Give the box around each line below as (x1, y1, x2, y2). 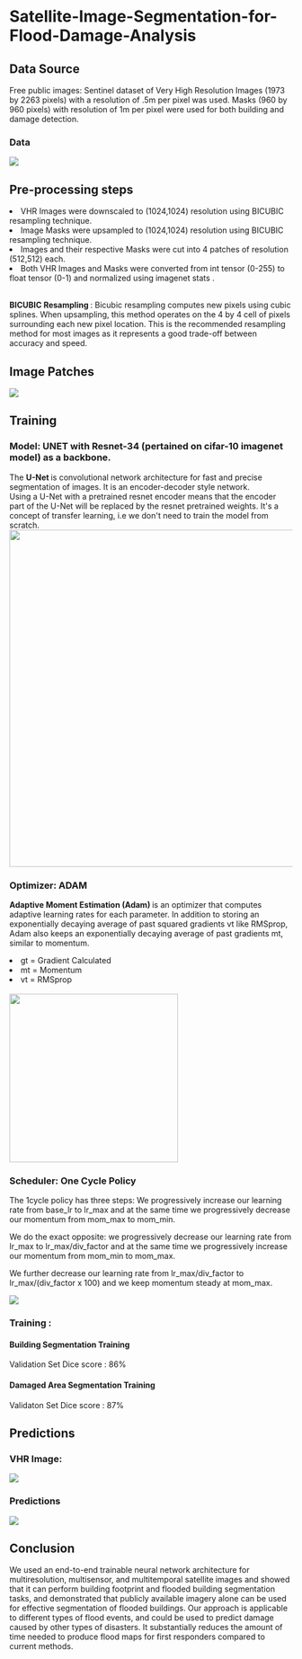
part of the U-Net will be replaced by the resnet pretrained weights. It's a (9, 501, 279, 511)
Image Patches (9, 364, 94, 379)
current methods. (9, 1641, 74, 1652)
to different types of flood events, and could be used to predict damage (9, 1612, 274, 1623)
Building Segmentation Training (9, 1339, 130, 1350)
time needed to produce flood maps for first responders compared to (9, 1631, 265, 1642)
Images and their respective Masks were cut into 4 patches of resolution (21, 244, 289, 255)
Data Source (9, 61, 80, 76)
